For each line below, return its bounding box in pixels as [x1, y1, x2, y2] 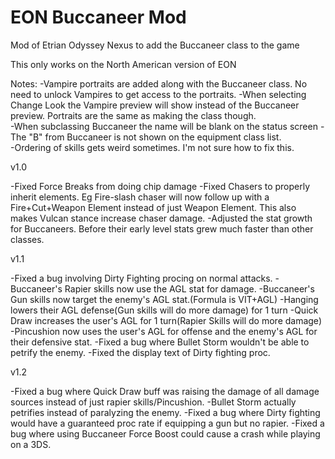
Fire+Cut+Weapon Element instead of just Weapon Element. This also [10, 201, 297, 213]
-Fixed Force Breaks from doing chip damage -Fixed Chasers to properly [10, 180, 311, 192]
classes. [10, 233, 45, 245]
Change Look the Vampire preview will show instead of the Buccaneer [10, 99, 300, 111]
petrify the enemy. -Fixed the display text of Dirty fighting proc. [10, 346, 271, 358]
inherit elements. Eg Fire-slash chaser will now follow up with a [10, 191, 270, 203]
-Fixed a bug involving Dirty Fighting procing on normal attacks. [10, 272, 273, 284]
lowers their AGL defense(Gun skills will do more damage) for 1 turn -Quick [10, 304, 319, 316]
